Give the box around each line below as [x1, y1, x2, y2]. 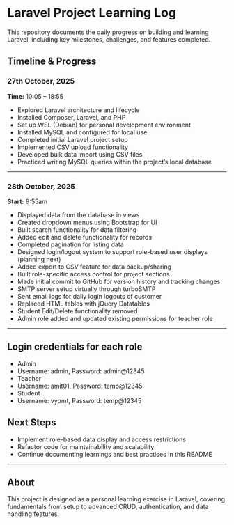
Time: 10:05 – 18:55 [7, 92, 64, 100]
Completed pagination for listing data [17, 240, 124, 249]
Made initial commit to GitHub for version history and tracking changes [17, 277, 221, 285]
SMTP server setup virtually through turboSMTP [17, 284, 156, 293]
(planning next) [17, 255, 61, 263]
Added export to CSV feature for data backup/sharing [17, 262, 172, 271]
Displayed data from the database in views [17, 210, 140, 219]
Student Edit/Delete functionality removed [17, 306, 138, 315]
